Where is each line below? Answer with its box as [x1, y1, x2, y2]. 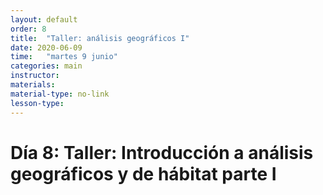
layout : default [10, 14, 78, 25]
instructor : [10, 71, 60, 81]
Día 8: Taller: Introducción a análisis [10, 141, 314, 164]
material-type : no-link [10, 89, 110, 99]
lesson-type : [10, 98, 65, 108]
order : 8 [10, 24, 47, 34]
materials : [10, 80, 56, 90]
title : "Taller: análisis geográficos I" [10, 33, 190, 43]
